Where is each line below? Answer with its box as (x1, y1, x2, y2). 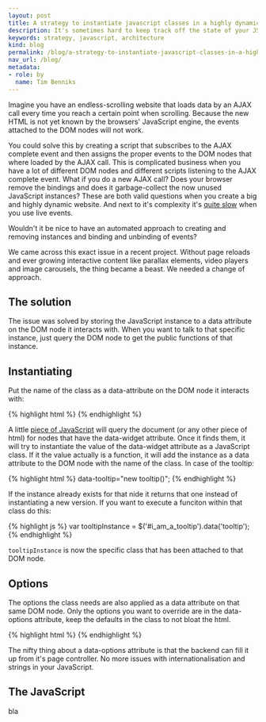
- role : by (8, 71, 44, 79)
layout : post (8, 11, 51, 20)
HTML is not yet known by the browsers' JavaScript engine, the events (8, 117, 240, 126)
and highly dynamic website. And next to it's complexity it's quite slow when (8, 199, 257, 209)
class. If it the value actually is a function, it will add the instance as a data (8, 450, 249, 460)
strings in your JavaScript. (8, 662, 94, 671)
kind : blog (8, 41, 44, 49)
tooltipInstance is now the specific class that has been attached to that (8, 545, 244, 555)
